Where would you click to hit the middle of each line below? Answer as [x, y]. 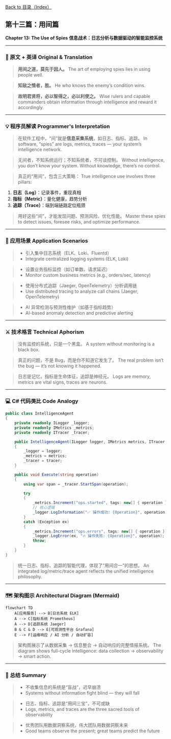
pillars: [25, 182]
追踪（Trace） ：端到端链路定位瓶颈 [49, 206]
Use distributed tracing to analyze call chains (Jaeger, [82, 291]
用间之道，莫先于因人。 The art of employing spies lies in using [84, 69]
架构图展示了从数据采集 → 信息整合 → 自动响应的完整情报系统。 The [89, 645]
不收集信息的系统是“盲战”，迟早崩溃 [63, 687]
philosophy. [30, 576]
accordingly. [31, 108]
